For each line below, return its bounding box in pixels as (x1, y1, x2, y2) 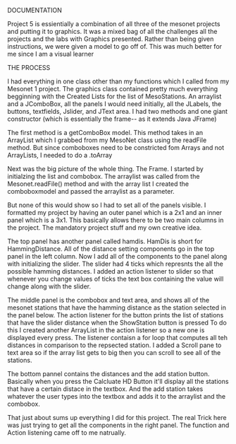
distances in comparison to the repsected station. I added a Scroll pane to (7, 341, 222, 349)
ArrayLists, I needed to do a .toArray (7, 151, 113, 159)
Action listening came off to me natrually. (7, 428, 127, 437)
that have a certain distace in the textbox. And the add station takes (7, 385, 204, 393)
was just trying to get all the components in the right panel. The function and (7, 421, 230, 429)
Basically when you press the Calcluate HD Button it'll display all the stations (7, 378, 229, 385)
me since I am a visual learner (7, 49, 94, 58)
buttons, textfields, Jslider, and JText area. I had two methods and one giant (7, 107, 228, 115)
